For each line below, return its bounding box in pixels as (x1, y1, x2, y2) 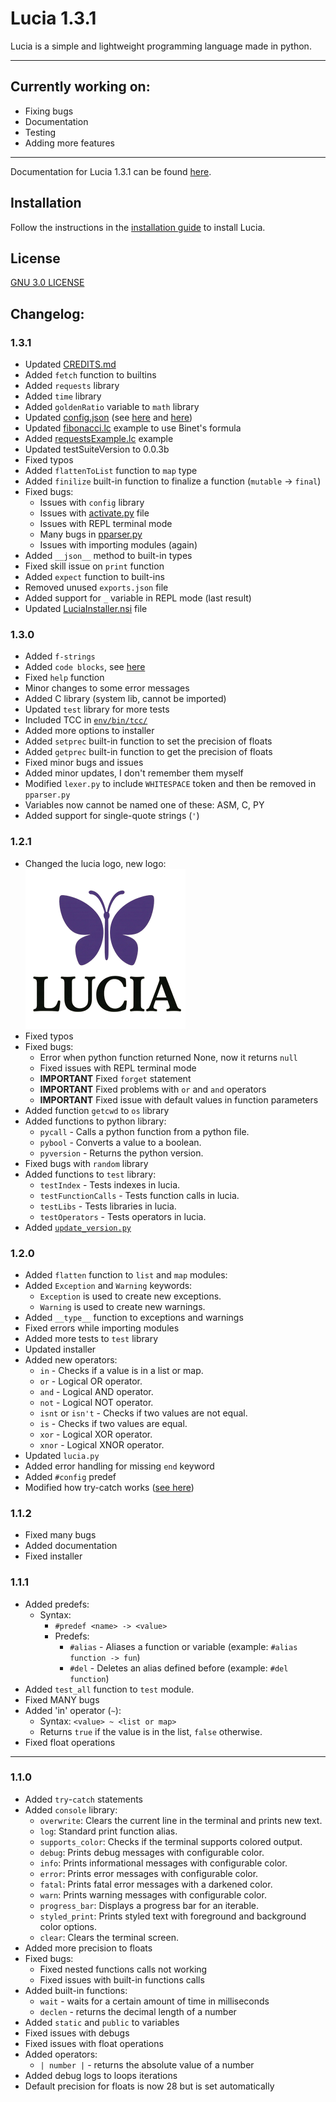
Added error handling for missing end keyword (24, 1460, 215, 1472)
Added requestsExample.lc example (24, 433, 174, 445)
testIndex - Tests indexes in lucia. (39, 1178, 181, 1191)
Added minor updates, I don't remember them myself (24, 767, 244, 779)
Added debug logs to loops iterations (24, 2069, 178, 2081)
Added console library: (24, 1803, 118, 1816)
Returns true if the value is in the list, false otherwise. (39, 1725, 263, 1737)
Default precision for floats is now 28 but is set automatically (24, 2080, 275, 2092)
